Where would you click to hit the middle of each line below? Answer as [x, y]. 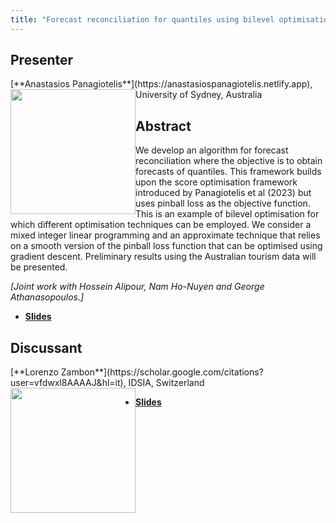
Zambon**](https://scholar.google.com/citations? [162, 372]
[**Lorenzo [34, 372]
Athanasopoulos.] [47, 297]
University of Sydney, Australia [199, 95]
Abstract [163, 126]
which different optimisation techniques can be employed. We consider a [161, 225]
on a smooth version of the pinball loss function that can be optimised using [166, 246]
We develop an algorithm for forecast [212, 150]
